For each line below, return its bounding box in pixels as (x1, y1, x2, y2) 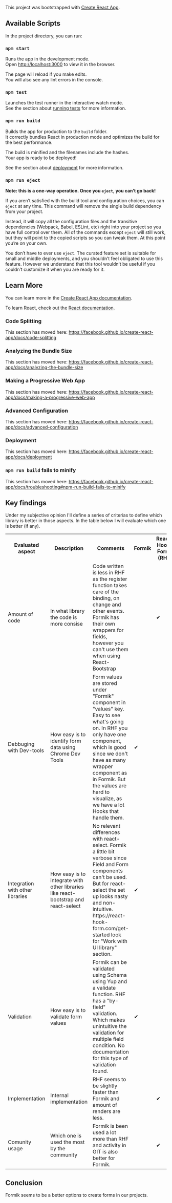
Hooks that (92, 808, 119, 815)
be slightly (92, 1082, 118, 1089)
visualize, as (92, 795, 122, 802)
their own (92, 620, 115, 628)
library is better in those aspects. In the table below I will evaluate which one (5, 518, 166, 524)
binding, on (92, 595, 120, 602)
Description (54, 545, 83, 552)
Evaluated (14, 542, 39, 549)
